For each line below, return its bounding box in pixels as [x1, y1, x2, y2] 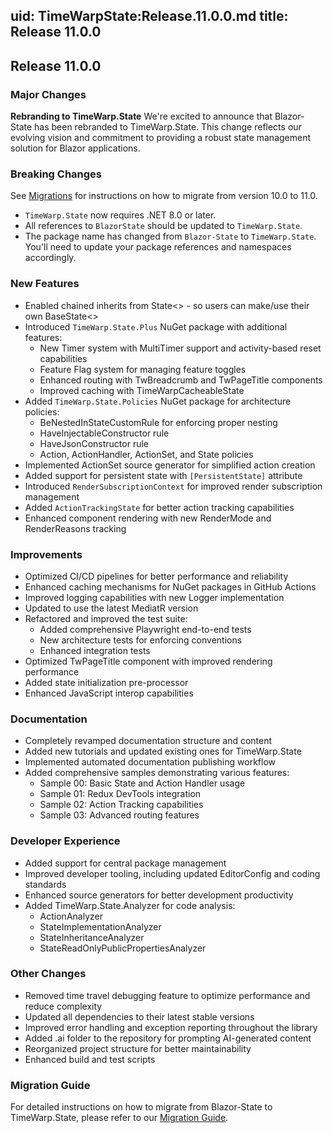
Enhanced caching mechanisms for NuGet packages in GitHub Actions [24, 580, 317, 593]
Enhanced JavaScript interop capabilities [24, 687, 194, 699]
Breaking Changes [10, 167, 103, 181]
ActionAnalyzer [39, 910, 103, 922]
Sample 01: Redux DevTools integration [39, 788, 202, 800]
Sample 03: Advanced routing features [39, 809, 200, 821]
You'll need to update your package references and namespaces [24, 241, 292, 253]
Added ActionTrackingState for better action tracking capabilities [24, 501, 295, 513]
